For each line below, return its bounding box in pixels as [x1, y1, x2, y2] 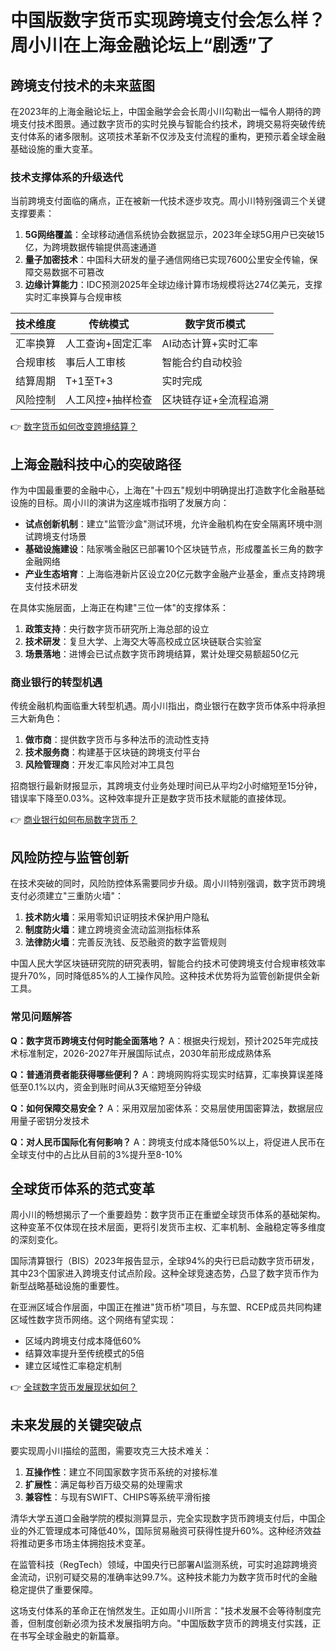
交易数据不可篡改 [33, 266, 105, 278]
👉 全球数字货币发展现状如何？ [10, 1381, 138, 1393]
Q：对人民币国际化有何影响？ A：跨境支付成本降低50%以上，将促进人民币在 [10, 1136, 326, 1148]
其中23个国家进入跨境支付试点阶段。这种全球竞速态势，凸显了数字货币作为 [10, 1267, 320, 1280]
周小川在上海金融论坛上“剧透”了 [10, 34, 275, 57]
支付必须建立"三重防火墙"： [10, 890, 125, 902]
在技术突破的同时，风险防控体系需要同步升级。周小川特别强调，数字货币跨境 [10, 877, 326, 890]
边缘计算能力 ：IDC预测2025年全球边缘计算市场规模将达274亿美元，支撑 [24, 279, 323, 291]
